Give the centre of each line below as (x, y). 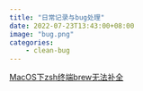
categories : (31, 42)
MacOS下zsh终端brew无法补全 (67, 78)
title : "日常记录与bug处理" (57, 17)
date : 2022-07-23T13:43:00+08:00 (72, 26)
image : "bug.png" (42, 34)
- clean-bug (48, 51)
